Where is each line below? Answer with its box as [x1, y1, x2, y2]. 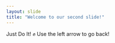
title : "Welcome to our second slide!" [6, 14, 105, 20]
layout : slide [6, 8, 41, 15]
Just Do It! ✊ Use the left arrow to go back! [6, 30, 110, 37]
